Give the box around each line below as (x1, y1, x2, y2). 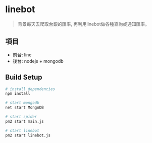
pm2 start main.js (5, 119, 44, 124)
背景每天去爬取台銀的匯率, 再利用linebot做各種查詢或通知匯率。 (17, 21, 150, 27)
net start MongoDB (5, 105, 44, 110)
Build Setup (5, 73, 42, 82)
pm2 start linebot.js (5, 133, 51, 138)
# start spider (5, 114, 37, 120)
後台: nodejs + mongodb (12, 58, 64, 64)
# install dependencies (5, 86, 56, 92)
